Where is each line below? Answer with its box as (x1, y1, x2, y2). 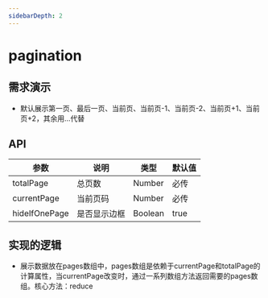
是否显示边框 (76, 209, 126, 220)
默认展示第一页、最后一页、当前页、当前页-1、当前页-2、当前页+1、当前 (19, 103, 260, 113)
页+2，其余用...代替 (19, 114, 85, 123)
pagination (8, 46, 82, 64)
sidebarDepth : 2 (8, 11, 63, 20)
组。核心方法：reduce (19, 281, 94, 291)
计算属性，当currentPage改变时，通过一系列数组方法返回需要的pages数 (19, 271, 258, 281)
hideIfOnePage (12, 208, 70, 219)
